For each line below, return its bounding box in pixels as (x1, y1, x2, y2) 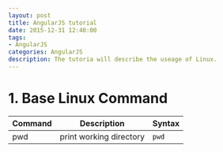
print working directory (59, 131, 145, 142)
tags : (8, 33, 26, 42)
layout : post (8, 11, 51, 20)
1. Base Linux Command (8, 90, 168, 107)
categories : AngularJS (8, 48, 83, 56)
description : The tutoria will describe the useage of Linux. (8, 56, 217, 64)
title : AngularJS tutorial (8, 19, 97, 27)
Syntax (152, 117, 180, 128)
